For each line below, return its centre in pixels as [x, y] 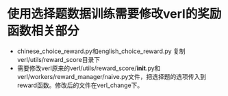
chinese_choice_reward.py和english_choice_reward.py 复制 [101, 51]
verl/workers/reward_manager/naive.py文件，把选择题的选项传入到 [112, 76]
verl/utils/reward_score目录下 [59, 59]
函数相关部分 [43, 31]
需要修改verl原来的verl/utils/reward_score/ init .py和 [89, 68]
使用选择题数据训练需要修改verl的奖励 [114, 14]
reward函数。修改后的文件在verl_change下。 [80, 85]
